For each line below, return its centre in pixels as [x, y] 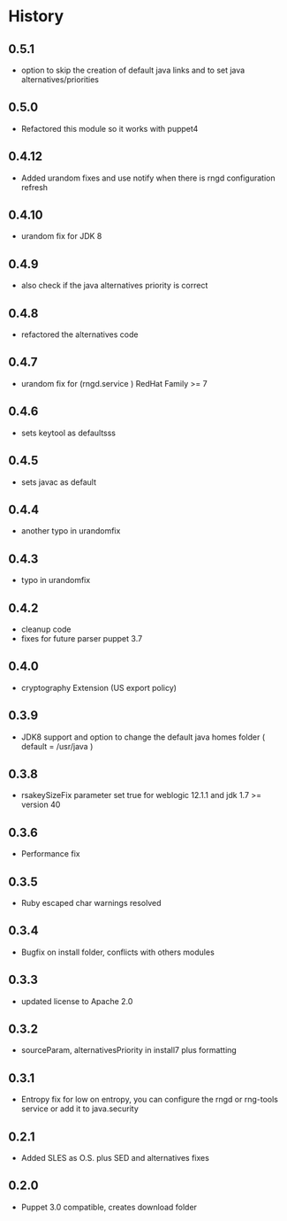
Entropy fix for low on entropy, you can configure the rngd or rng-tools [150, 1100]
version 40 [41, 805]
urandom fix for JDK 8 [61, 236]
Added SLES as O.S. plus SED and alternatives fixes [115, 1158]
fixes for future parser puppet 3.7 [82, 638]
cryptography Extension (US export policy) [99, 687]
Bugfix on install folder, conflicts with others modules [118, 952]
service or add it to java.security [79, 1109]
